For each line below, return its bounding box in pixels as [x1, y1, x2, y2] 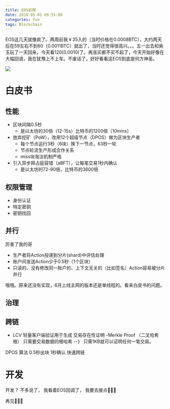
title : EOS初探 [5, 7, 36, 13]
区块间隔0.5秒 [12, 121, 42, 128]
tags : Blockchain [5, 21, 42, 27]
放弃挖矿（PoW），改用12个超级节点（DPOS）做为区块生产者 [12, 134, 140, 141]
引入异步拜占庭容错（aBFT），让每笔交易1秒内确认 [12, 160, 117, 166]
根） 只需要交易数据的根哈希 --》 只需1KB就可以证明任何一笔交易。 [12, 338, 154, 345]
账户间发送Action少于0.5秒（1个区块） [12, 258, 93, 264]
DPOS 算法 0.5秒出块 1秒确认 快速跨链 [5, 349, 85, 356]
